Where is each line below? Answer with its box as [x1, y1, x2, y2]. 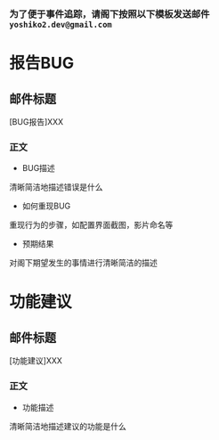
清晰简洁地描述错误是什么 [9, 182, 103, 192]
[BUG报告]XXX [9, 116, 64, 126]
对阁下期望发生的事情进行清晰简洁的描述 [9, 257, 158, 268]
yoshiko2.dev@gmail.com [9, 20, 113, 29]
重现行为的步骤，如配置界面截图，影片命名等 [9, 220, 174, 231]
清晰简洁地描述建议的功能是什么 [9, 420, 126, 431]
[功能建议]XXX [9, 355, 62, 366]
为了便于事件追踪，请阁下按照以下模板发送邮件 [9, 7, 210, 20]
